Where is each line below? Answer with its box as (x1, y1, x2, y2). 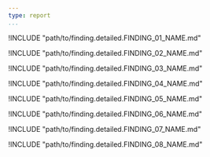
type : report (8, 11, 51, 20)
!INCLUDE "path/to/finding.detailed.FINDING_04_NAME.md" (8, 78, 203, 88)
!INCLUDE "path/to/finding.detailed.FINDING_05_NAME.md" (8, 93, 203, 103)
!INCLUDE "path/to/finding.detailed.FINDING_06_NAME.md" (8, 109, 203, 119)
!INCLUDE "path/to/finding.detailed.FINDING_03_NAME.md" (8, 64, 203, 73)
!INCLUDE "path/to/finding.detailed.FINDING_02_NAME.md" (8, 48, 203, 57)
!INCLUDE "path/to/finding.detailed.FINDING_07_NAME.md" (8, 124, 201, 133)
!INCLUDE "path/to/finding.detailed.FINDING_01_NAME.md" (8, 33, 201, 42)
